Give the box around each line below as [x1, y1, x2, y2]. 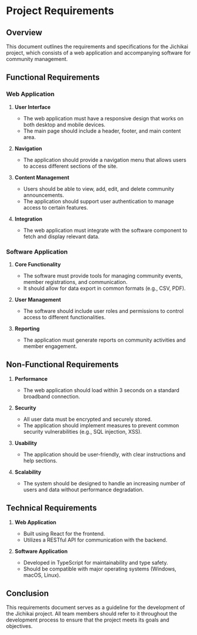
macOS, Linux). [23, 571, 61, 579]
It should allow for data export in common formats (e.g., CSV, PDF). [23, 285, 186, 292]
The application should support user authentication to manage [23, 198, 174, 205]
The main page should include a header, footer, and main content [23, 127, 181, 134]
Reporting [14, 325, 40, 332]
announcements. [23, 191, 64, 198]
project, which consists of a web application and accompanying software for [6, 49, 191, 56]
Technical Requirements [6, 503, 97, 513]
